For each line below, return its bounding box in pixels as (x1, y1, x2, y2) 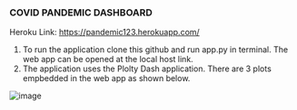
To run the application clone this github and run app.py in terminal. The (22, 44, 289, 55)
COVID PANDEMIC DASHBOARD (9, 6, 153, 19)
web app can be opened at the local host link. (22, 54, 193, 65)
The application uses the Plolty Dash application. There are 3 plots (22, 63, 272, 74)
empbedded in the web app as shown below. (22, 73, 191, 84)
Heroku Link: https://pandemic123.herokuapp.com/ (9, 27, 200, 38)
